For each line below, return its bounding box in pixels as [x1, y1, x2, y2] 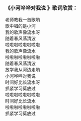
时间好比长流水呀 [5, 79, 40, 85]
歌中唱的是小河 [5, 23, 36, 29]
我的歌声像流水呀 [5, 29, 40, 35]
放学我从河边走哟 [5, 66, 40, 73]
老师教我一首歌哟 [5, 16, 40, 23]
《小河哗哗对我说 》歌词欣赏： [5, 4, 78, 11]
